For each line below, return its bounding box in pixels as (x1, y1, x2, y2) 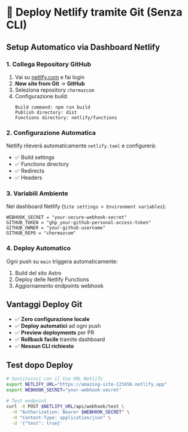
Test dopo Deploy (6, 360, 74, 370)
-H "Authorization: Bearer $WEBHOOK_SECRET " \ (11, 409, 130, 415)
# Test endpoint (6, 398, 47, 404)
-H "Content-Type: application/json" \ (11, 415, 111, 421)
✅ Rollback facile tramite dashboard (14, 336, 105, 343)
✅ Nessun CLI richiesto (14, 342, 74, 349)
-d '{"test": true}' (11, 420, 63, 426)
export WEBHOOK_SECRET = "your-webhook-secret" (6, 387, 122, 393)
